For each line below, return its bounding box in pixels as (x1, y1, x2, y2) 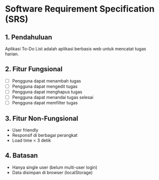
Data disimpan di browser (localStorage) (12, 169, 93, 175)
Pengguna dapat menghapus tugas (12, 89, 82, 95)
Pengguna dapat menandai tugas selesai (12, 95, 94, 100)
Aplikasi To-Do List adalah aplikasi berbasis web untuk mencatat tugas (5, 46, 146, 51)
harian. (5, 51, 19, 57)
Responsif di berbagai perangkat (12, 132, 78, 138)
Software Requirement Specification (5, 3, 155, 15)
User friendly (12, 127, 39, 133)
